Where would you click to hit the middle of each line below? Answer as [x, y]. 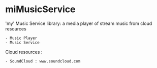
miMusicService [40, 9]
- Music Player [21, 38]
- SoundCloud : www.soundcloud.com [43, 61]
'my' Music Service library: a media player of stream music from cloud [79, 23]
